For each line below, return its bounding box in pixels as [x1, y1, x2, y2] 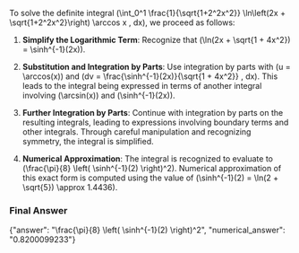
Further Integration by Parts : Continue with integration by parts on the [21, 108, 284, 118]
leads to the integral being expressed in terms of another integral [21, 81, 262, 91]
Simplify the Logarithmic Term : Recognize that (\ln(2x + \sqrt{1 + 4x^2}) [21, 35, 291, 45]
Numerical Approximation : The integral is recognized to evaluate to [21, 153, 273, 164]
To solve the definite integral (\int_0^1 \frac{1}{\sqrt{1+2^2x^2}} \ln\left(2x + [9, 8, 286, 18]
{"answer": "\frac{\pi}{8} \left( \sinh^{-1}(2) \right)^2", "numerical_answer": [9, 224, 286, 236]
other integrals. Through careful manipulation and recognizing [21, 126, 252, 137]
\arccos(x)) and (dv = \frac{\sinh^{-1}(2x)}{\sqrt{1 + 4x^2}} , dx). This [21, 71, 278, 82]
